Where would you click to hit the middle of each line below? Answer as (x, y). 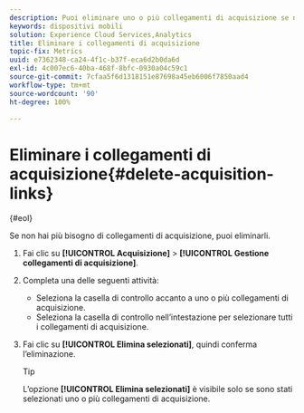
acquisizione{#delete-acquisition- (142, 174)
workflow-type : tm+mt (50, 85)
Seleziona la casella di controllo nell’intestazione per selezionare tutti (164, 317)
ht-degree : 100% (40, 102)
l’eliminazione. (49, 354)
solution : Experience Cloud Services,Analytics (101, 34)
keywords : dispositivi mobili (66, 26)
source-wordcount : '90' (54, 93)
